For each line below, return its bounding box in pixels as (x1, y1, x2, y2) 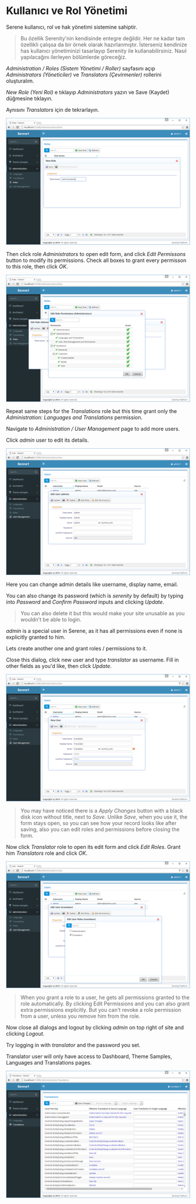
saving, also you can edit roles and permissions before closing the (20, 826, 180, 833)
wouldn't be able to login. (20, 616, 82, 623)
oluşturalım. (6, 77, 34, 84)
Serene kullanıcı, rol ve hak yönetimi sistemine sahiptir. (6, 23, 138, 30)
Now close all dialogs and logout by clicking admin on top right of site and (6, 1024, 184, 1031)
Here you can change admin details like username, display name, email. (6, 581, 178, 588)
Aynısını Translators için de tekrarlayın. (6, 106, 99, 113)
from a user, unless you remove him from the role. (20, 1012, 141, 1020)
